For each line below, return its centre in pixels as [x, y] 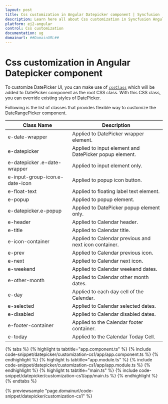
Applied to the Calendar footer [108, 322]
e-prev [16, 253]
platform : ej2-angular [29, 24]
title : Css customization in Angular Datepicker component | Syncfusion [82, 15]
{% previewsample [24, 390]
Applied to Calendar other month [110, 277]
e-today [17, 336]
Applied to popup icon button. [107, 180]
